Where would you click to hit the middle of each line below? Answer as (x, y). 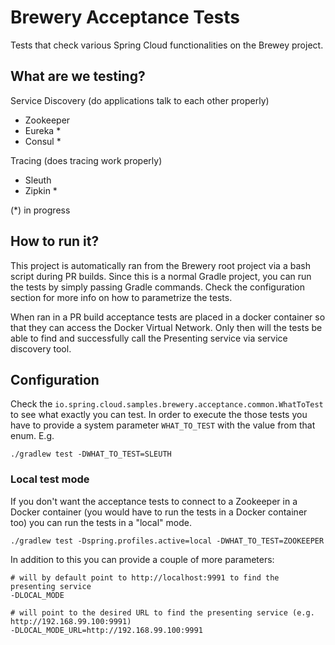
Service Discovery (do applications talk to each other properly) (140, 100)
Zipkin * (41, 190)
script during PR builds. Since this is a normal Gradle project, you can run (161, 276)
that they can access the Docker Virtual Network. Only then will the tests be (166, 327)
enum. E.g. (32, 436)
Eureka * (43, 130)
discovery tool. (41, 348)
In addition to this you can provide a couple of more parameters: (142, 559)
